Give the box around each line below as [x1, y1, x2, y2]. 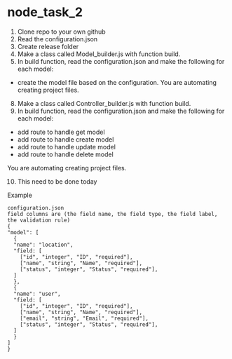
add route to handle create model [17, 135, 114, 144]
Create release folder [17, 42, 79, 50]
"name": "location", [13, 241, 74, 248]
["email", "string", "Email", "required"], [20, 315, 149, 322]
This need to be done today [17, 177, 97, 186]
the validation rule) [7, 217, 71, 224]
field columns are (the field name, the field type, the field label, [7, 210, 218, 217]
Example [7, 191, 33, 199]
